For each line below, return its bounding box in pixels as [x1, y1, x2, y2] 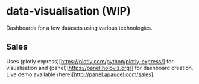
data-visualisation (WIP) [6, 4, 131, 18]
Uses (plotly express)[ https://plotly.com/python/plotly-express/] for [6, 57, 174, 65]
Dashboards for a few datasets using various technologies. [6, 24, 153, 31]
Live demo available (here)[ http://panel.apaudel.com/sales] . [6, 71, 155, 78]
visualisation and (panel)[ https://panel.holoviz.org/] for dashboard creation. [6, 64, 194, 71]
